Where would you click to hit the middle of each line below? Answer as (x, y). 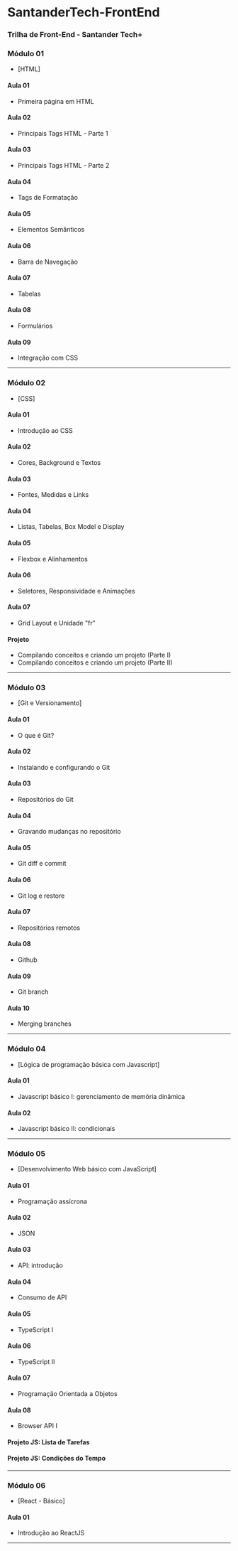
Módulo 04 (27, 1049)
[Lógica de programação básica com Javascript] (89, 1064)
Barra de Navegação (47, 262)
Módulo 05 (27, 1154)
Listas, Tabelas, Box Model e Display (71, 527)
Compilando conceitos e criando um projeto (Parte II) (95, 662)
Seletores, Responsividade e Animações (76, 591)
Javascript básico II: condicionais (66, 1129)
